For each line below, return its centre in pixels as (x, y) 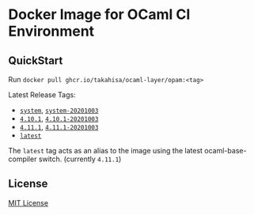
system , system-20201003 (59, 110)
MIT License (28, 202)
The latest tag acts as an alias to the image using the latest (106, 151)
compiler (23, 159)
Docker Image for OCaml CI (99, 15)
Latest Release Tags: (42, 95)
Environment (51, 31)
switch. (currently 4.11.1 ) (80, 159)
